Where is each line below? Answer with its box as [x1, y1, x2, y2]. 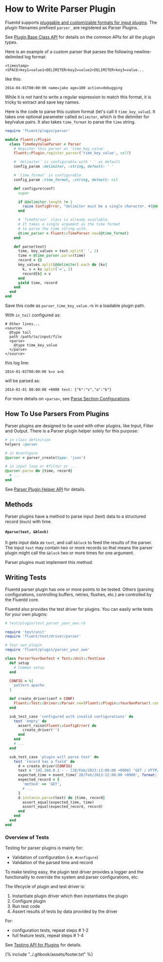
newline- [134, 49, 152, 54]
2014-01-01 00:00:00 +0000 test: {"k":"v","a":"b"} [5, 387, 112, 392]
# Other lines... [5, 322, 40, 327]
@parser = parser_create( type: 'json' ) [5, 455, 86, 460]
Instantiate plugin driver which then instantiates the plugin [12, 893, 128, 899]
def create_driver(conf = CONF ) [9, 696, 75, 701]
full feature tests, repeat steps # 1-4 [12, 933, 84, 939]
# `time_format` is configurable [14, 173, 81, 178]
